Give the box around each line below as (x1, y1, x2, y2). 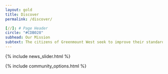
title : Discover (5, 12, 39, 17)
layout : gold (5, 7, 32, 12)
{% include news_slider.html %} (5, 53, 71, 59)
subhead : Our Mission (5, 35, 50, 40)
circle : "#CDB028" (5, 30, 43, 35)
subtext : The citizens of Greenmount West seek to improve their (5, 39, 144, 45)
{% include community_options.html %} (5, 63, 86, 69)
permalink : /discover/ (5, 16, 52, 21)
